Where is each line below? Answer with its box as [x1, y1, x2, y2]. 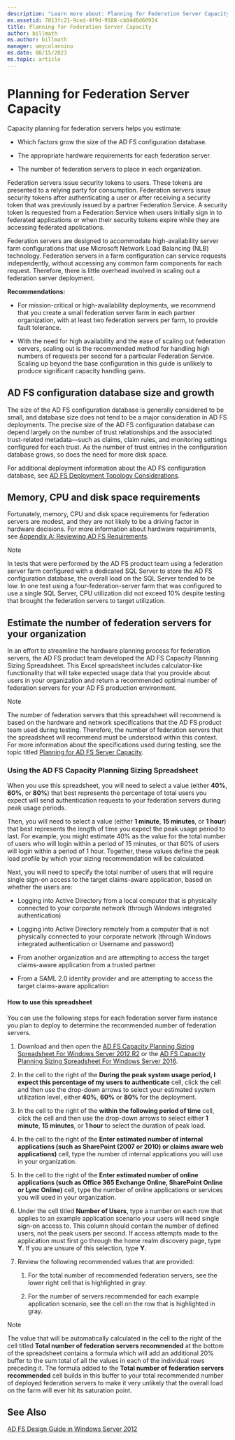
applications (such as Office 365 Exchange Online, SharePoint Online [17, 1178, 223, 1186]
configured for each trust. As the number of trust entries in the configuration [7, 443, 227, 451]
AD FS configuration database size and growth [7, 387, 215, 399]
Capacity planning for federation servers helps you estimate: [7, 124, 182, 132]
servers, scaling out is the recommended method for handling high [17, 344, 210, 352]
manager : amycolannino [7, 43, 73, 50]
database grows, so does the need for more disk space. [7, 450, 169, 459]
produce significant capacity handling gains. [17, 366, 145, 375]
